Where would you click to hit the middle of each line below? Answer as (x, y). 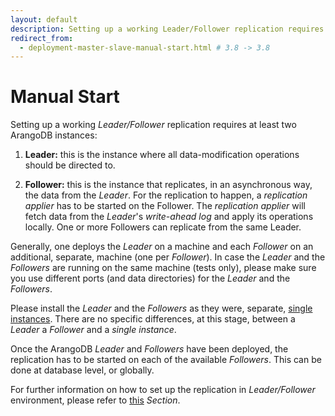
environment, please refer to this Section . (95, 400)
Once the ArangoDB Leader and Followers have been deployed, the (149, 349)
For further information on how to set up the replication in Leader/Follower (163, 390)
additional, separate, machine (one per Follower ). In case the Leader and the (168, 257)
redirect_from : (42, 38)
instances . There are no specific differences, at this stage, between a (153, 319)
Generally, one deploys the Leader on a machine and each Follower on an (162, 247)
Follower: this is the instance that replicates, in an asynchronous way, (168, 185)
